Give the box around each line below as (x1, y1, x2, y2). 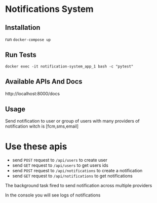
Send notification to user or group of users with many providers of (5, 118, 140, 124)
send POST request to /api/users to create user (12, 157, 108, 163)
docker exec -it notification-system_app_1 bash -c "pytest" (5, 64, 134, 69)
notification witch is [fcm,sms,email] (5, 123, 79, 130)
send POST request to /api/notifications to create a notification (12, 168, 143, 174)
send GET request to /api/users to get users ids (12, 162, 109, 168)
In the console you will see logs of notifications (5, 192, 101, 198)
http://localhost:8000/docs (5, 90, 60, 96)
